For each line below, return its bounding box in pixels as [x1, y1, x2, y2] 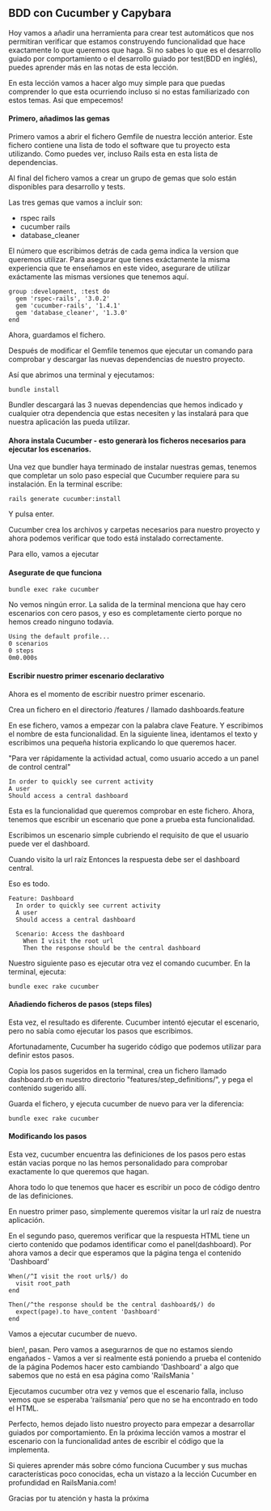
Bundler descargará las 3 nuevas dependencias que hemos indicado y [8, 400, 243, 410]
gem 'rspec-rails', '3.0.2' [15, 295, 111, 303]
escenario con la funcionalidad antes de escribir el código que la [8, 1437, 224, 1446]
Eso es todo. [8, 878, 50, 889]
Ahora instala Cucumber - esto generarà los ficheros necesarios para [8, 435, 247, 445]
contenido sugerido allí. [8, 1083, 87, 1093]
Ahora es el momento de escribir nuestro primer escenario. [8, 689, 205, 698]
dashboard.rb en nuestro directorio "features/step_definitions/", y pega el [8, 1074, 253, 1084]
